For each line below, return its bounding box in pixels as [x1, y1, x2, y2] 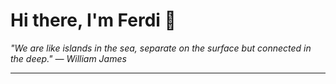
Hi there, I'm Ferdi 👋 [10, 9, 177, 32]
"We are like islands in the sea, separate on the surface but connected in [10, 42, 312, 54]
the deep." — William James [10, 52, 127, 64]
